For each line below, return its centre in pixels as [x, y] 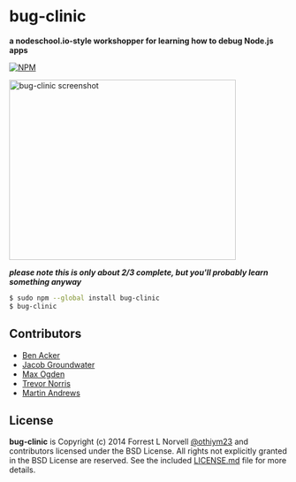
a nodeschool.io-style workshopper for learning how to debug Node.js [141, 41]
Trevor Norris [46, 383]
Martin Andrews [51, 393]
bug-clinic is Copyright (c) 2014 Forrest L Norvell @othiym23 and [129, 442]
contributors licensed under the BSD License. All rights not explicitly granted [148, 451]
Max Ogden [43, 374]
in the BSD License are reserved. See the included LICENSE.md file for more [148, 461]
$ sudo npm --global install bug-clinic [85, 298]
